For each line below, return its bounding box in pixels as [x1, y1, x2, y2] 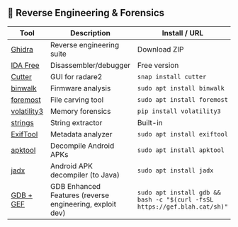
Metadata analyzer [50, 129, 113, 139]
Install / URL [161, 28, 204, 37]
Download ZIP [137, 44, 184, 54]
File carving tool [50, 95, 104, 105]
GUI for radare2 [50, 71, 103, 81]
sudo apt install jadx [137, 166, 214, 174]
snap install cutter [137, 72, 207, 81]
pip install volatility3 [137, 107, 221, 115]
